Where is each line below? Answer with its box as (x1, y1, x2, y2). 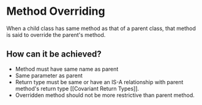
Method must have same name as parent (15, 65, 119, 72)
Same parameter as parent (15, 72, 83, 79)
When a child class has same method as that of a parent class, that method (6, 25, 196, 32)
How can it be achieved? (6, 49, 102, 60)
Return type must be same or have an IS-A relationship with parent (15, 78, 184, 85)
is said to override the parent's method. (6, 31, 106, 38)
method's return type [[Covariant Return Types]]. (15, 85, 140, 92)
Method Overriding (6, 4, 105, 18)
